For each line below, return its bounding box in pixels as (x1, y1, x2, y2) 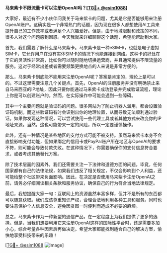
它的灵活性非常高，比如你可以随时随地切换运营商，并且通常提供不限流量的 (9, 57, 162, 63)
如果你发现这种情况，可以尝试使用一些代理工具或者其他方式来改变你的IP (13, 115, 162, 121)
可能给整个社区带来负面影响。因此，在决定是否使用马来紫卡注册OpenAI (5, 174, 152, 179)
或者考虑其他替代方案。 (13, 151, 62, 157)
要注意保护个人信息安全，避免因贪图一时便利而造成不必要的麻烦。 (5, 203, 140, 209)
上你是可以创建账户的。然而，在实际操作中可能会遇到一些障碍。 (5, 92, 136, 98)
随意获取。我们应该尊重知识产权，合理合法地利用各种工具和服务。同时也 (13, 197, 162, 203)
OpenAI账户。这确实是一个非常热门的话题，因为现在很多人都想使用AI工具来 (5, 22, 160, 27)
